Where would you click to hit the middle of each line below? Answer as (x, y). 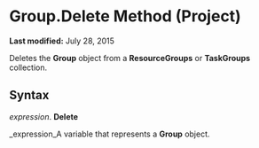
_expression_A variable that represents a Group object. (110, 134)
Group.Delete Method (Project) (125, 16)
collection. (28, 67)
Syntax (29, 95)
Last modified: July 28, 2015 (62, 41)
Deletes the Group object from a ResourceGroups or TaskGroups (130, 58)
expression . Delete (43, 116)
